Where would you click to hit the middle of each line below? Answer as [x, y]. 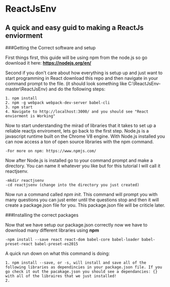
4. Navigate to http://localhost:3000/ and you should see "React [77, 112]
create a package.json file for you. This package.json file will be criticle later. [85, 205]
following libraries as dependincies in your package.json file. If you [84, 267]
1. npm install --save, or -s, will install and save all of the [76, 263]
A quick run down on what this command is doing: [58, 253]
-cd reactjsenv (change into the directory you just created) [72, 185]
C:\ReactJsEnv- [144, 84]
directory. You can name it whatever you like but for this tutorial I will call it [83, 166]
